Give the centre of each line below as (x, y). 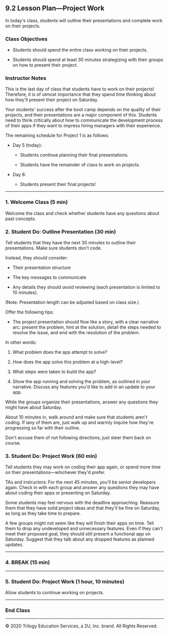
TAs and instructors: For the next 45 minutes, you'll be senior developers (80, 482)
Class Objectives (26, 39)
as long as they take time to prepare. (43, 513)
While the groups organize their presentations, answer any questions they (82, 402)
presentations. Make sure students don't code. (54, 248)
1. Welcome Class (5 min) (36, 202)
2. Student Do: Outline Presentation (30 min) (61, 232)
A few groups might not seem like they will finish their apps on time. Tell (80, 523)
